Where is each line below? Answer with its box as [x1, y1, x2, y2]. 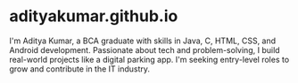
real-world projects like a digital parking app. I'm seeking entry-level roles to [9, 54, 290, 64]
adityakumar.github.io [9, 6, 178, 26]
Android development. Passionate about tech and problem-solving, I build [9, 44, 280, 55]
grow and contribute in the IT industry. [9, 64, 150, 74]
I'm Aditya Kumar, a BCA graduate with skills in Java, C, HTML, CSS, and [9, 35, 277, 46]
